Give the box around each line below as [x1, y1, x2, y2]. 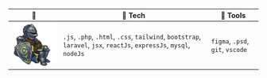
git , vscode [211, 44, 248, 54]
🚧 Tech [122, 10, 145, 20]
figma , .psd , [211, 36, 250, 46]
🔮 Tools [220, 10, 246, 20]
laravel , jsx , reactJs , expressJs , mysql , [63, 40, 191, 50]
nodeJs [63, 50, 85, 58]
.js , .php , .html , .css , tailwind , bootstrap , [63, 32, 201, 42]
